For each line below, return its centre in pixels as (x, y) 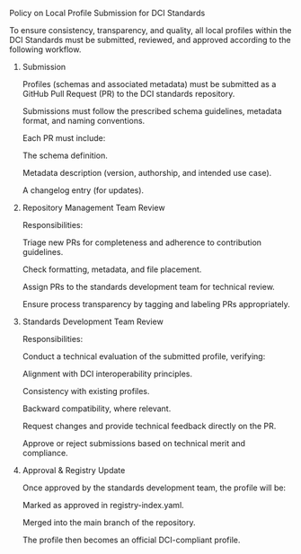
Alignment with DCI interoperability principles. (107, 374)
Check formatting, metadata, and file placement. (112, 269)
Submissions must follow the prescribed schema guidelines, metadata (152, 111)
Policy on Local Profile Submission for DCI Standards (107, 13)
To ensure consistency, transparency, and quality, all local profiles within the (150, 30)
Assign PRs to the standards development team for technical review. (149, 287)
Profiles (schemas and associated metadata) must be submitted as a (149, 84)
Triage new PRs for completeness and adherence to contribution (142, 242)
